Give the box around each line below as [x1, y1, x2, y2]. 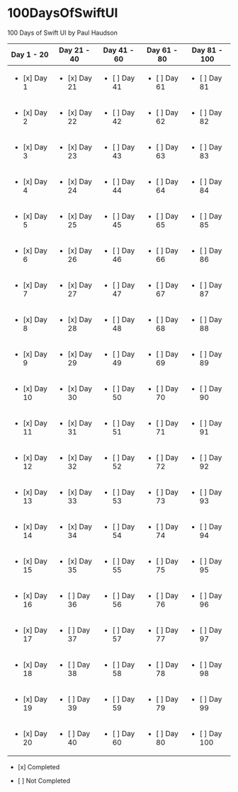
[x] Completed [17, 762, 60, 771]
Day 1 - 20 [11, 50, 49, 59]
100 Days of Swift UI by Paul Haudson [7, 28, 118, 37]
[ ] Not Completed [17, 776, 71, 785]
